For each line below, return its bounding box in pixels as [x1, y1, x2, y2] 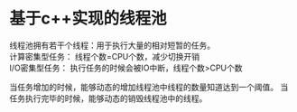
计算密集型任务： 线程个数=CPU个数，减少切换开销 [9, 51, 200, 61]
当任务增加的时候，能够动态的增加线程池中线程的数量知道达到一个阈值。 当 [9, 81, 289, 92]
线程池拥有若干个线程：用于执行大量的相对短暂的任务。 [9, 40, 215, 51]
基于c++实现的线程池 [9, 8, 167, 29]
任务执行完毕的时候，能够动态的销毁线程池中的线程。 [9, 92, 208, 104]
